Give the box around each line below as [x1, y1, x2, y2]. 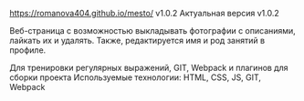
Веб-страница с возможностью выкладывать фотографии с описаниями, [9, 25, 297, 35]
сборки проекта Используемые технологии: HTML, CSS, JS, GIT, [9, 72, 262, 83]
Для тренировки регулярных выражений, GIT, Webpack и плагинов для [9, 63, 289, 73]
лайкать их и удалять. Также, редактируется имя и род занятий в [9, 35, 266, 45]
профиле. [9, 45, 47, 56]
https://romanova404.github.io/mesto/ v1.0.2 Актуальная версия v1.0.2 [9, 8, 280, 18]
